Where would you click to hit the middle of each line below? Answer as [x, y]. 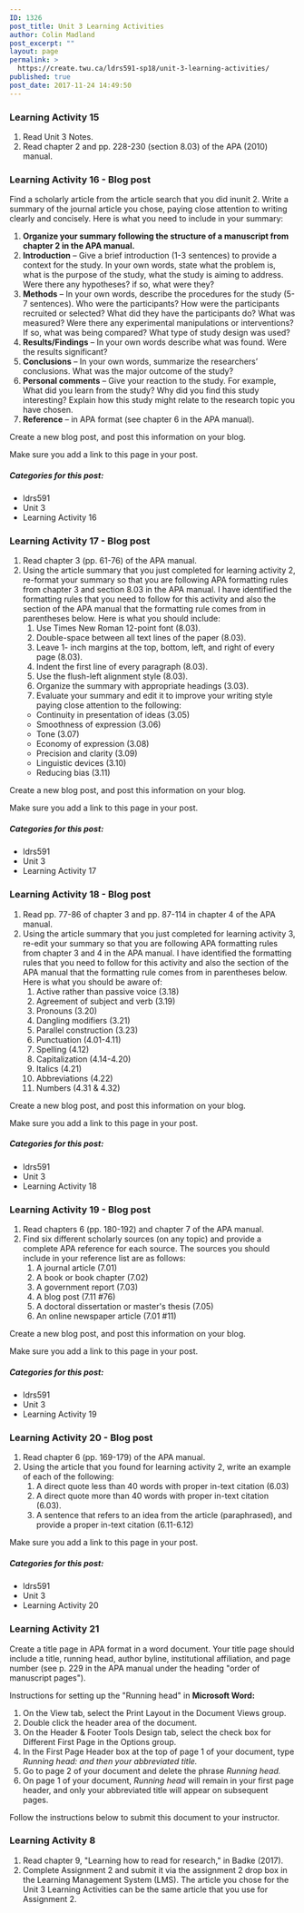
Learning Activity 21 [54, 1629]
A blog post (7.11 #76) [76, 1297]
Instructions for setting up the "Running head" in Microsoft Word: [132, 1695]
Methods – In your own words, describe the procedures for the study [152, 294]
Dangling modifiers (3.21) [83, 1020]
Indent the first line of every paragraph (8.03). [122, 667]
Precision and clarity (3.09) [87, 753]
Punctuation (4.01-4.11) [78, 1039]
